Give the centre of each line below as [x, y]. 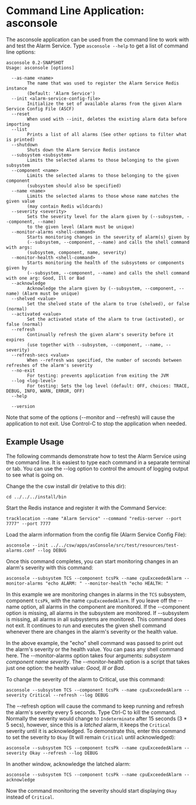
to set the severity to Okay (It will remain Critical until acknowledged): [91, 737]
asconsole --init [27, 545]
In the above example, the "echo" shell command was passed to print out [94, 643]
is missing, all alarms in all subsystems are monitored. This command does [96, 619]
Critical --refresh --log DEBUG [69, 695]
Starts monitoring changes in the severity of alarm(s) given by [109, 237]
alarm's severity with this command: [50, 568]
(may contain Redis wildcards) [65, 206]
